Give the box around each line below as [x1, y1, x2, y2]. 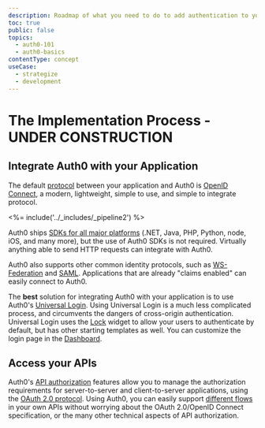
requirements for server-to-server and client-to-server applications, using [8, 385, 248, 395]
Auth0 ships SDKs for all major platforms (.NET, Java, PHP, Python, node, [8, 228, 247, 237]
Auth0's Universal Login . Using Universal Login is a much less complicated [8, 300, 252, 310]
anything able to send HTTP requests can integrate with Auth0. [8, 244, 213, 254]
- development [15, 77, 62, 85]
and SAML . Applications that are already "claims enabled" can [44, 268, 247, 277]
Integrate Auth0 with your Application [8, 159, 199, 173]
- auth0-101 [15, 41, 55, 49]
